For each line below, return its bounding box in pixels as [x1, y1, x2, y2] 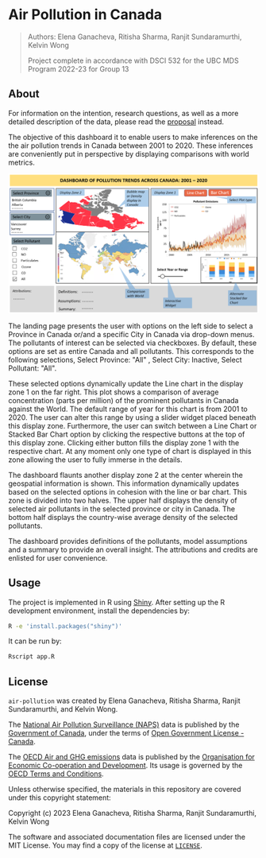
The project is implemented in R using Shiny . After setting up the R [8, 597, 225, 607]
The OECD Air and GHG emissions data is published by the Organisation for [8, 752, 256, 762]
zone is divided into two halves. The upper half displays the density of [8, 495, 237, 505]
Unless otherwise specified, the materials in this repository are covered [8, 785, 241, 794]
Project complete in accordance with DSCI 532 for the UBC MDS [27, 56, 240, 65]
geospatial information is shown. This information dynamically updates [8, 479, 240, 488]
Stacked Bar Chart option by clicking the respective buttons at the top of [8, 429, 245, 439]
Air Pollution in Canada [8, 6, 163, 24]
